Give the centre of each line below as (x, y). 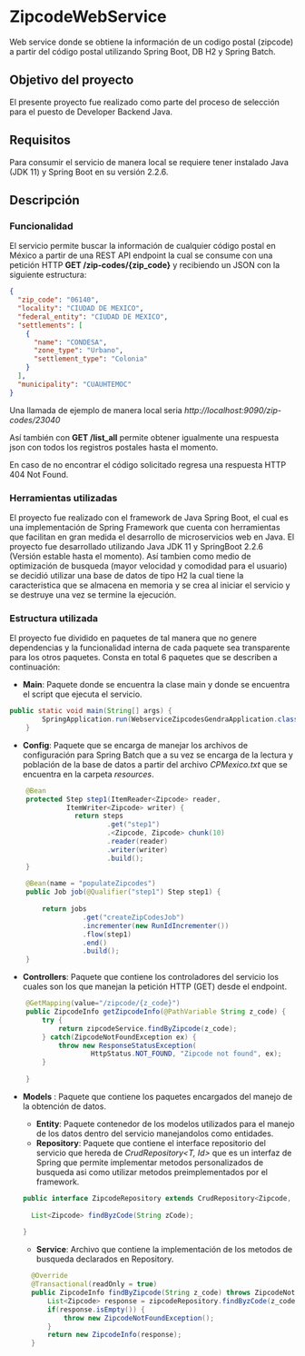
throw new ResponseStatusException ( (127, 1045)
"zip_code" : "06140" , (59, 300)
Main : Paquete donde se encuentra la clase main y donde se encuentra (156, 685)
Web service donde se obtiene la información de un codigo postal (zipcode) (152, 42)
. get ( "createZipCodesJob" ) (133, 917)
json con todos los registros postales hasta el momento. (114, 447)
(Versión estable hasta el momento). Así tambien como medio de (130, 556)
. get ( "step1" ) (133, 825)
